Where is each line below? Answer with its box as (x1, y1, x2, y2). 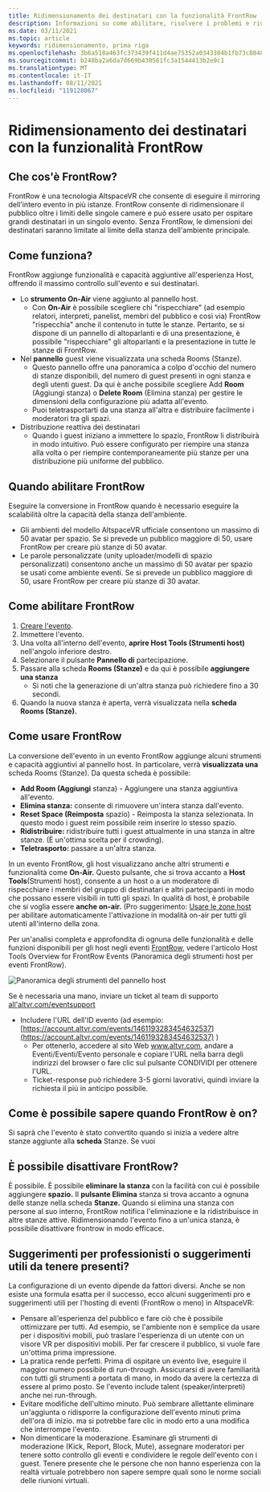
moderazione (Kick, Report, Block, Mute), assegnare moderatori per (19, 1441, 245, 1451)
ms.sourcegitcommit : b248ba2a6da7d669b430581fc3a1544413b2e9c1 (8, 57, 225, 65)
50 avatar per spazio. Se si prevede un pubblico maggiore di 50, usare (19, 533, 253, 543)
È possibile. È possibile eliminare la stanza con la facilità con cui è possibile (8, 1181, 260, 1191)
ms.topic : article (8, 34, 70, 43)
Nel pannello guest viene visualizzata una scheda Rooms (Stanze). (19, 354, 243, 364)
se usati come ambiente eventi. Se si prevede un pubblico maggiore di (19, 568, 253, 577)
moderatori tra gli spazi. (31, 414, 111, 423)
